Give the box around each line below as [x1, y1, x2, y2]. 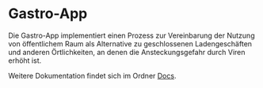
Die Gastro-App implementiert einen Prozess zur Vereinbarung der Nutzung [8, 31, 255, 40]
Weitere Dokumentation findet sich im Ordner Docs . [8, 71, 177, 80]
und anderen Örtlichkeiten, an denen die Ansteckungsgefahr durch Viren [8, 47, 246, 57]
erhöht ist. [8, 56, 42, 65]
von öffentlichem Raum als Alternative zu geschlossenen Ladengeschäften [8, 38, 252, 48]
